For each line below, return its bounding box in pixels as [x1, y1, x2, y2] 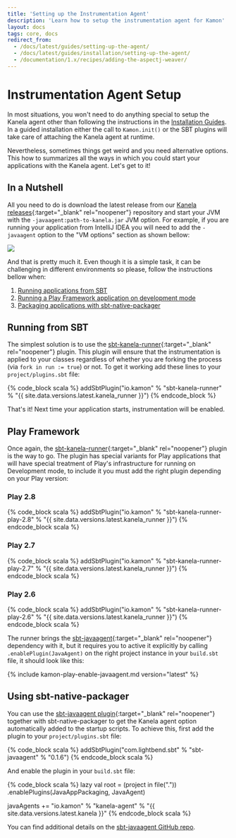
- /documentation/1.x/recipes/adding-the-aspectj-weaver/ [13, 56, 188, 64]
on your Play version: [7, 474, 69, 483]
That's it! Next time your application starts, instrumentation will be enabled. [7, 405, 225, 414]
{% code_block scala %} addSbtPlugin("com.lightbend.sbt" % [7, 746, 188, 754]
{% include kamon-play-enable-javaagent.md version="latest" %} [7, 670, 199, 678]
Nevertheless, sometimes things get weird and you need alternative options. [7, 146, 229, 155]
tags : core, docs [7, 30, 58, 37]
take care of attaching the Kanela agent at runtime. [7, 132, 155, 141]
